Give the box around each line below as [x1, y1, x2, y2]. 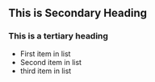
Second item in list [19, 57, 82, 67]
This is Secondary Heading [8, 6, 148, 20]
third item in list [19, 66, 72, 76]
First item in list [19, 48, 71, 59]
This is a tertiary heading [8, 31, 109, 42]
